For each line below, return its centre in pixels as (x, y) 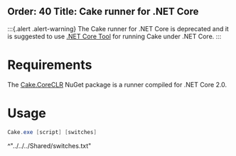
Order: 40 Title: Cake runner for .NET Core (103, 12)
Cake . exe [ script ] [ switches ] (52, 132)
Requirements (50, 65)
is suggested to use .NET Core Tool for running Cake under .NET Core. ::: (114, 36)
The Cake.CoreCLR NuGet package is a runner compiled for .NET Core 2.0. (117, 84)
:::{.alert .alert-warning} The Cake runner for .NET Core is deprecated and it (118, 28)
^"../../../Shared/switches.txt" (49, 145)
